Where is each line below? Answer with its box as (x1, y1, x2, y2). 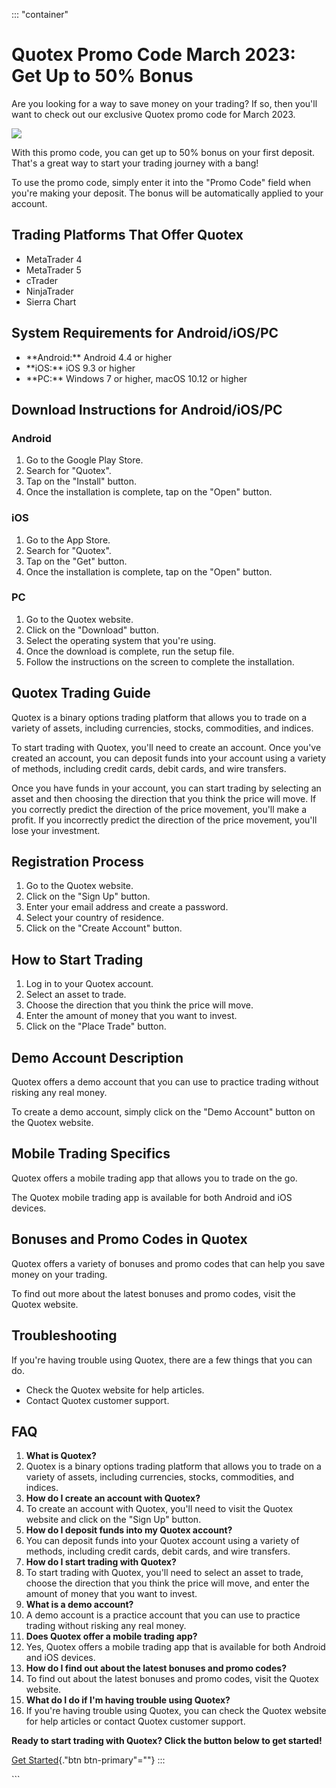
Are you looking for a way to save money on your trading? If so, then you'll (11, 97, 318, 109)
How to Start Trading (11, 951, 144, 968)
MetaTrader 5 (25, 264, 82, 276)
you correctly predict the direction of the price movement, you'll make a (11, 803, 308, 815)
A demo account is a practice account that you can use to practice (25, 1609, 301, 1621)
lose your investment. (11, 824, 101, 836)
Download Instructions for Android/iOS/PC (11, 401, 283, 418)
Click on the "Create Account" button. (25, 922, 183, 934)
